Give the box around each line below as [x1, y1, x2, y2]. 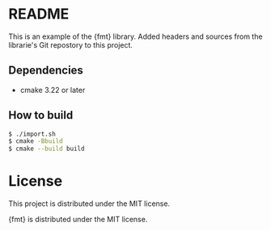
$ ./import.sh [8, 130, 57, 138]
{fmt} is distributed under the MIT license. [8, 215, 148, 225]
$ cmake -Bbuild [8, 137, 63, 145]
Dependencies [8, 64, 83, 78]
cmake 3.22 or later [19, 85, 86, 94]
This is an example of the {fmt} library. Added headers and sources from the [8, 31, 263, 41]
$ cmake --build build [8, 145, 85, 153]
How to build [8, 108, 74, 122]
